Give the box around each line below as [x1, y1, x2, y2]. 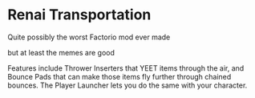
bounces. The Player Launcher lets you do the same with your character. [7, 80, 248, 90]
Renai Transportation [7, 6, 152, 24]
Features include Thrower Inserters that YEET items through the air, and [7, 63, 245, 73]
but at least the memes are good [7, 47, 115, 57]
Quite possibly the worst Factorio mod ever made [7, 32, 171, 42]
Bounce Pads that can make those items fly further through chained [7, 71, 232, 81]
